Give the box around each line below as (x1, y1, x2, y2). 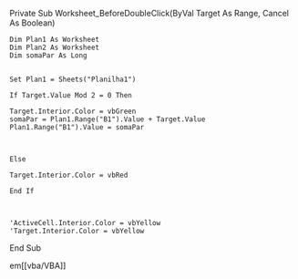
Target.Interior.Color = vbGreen (9, 107, 137, 116)
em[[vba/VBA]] (9, 260, 67, 271)
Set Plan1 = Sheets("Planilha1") (9, 75, 137, 84)
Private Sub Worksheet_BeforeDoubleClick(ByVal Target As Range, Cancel (9, 8, 290, 18)
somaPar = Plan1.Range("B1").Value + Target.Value (9, 115, 206, 124)
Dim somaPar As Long (9, 51, 88, 60)
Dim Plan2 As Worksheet (9, 43, 100, 52)
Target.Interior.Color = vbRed (9, 170, 128, 180)
